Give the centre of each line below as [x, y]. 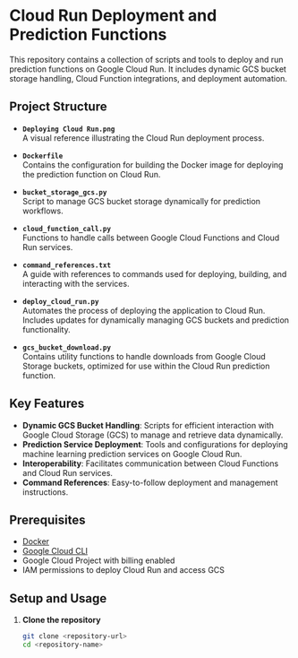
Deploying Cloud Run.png [68, 129]
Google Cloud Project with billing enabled [98, 560]
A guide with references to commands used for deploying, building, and [154, 273]
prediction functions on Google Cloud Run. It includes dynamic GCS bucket [148, 69]
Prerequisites [47, 519]
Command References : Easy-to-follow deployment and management [150, 482]
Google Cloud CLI [55, 551]
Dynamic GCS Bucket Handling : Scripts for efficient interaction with [148, 425]
